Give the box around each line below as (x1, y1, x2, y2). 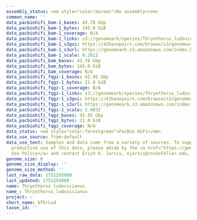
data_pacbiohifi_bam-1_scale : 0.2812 (6, 52, 98, 58)
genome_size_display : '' (6, 161, 67, 167)
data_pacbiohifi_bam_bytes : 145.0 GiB (6, 63, 101, 69)
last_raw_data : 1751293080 (6, 172, 72, 178)
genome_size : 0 (6, 156, 43, 162)
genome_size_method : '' (6, 167, 64, 173)
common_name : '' (6, 14, 46, 20)
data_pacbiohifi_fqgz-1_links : (6, 90, 83, 96)
